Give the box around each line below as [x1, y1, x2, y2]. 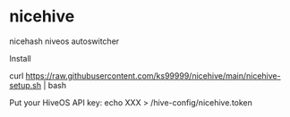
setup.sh [9, 79, 42, 90]
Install [9, 53, 31, 63]
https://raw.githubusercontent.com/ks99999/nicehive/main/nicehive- [25, 70, 281, 81]
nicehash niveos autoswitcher [9, 36, 120, 46]
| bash [43, 79, 67, 90]
